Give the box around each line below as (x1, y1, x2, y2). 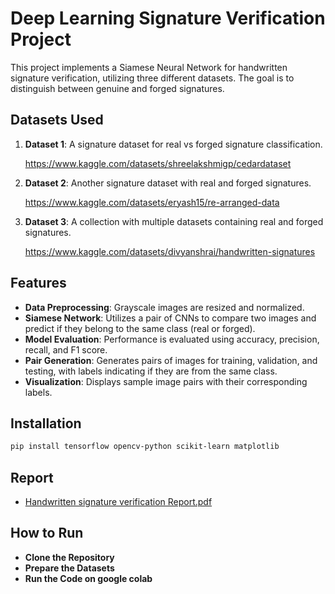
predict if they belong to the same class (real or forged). (24, 322, 256, 334)
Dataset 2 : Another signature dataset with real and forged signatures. (24, 177, 312, 189)
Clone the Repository (24, 551, 115, 563)
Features (10, 275, 67, 292)
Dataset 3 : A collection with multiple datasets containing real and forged (24, 215, 324, 227)
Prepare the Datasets (24, 562, 115, 574)
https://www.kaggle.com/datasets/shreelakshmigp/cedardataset (24, 157, 292, 169)
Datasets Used (10, 112, 104, 129)
